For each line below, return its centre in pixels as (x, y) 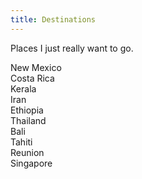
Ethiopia (27, 110)
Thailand (28, 120)
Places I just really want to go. (72, 48)
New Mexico (36, 67)
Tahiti (21, 142)
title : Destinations (53, 19)
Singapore (31, 163)
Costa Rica (32, 78)
